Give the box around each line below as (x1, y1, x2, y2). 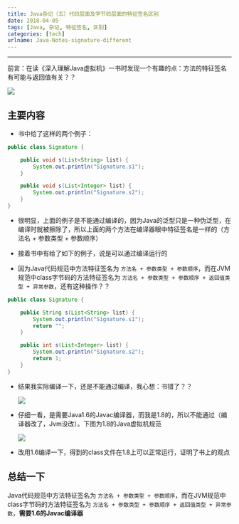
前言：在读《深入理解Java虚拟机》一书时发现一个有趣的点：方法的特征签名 (7, 64, 228, 73)
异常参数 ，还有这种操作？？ (33, 282, 110, 290)
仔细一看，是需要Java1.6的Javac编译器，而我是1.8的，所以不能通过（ (17, 410, 221, 419)
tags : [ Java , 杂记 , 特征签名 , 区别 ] (7, 23, 108, 31)
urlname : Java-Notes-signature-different (7, 37, 132, 44)
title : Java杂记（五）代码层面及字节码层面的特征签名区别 (7, 10, 159, 18)
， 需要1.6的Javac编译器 (12, 508, 83, 517)
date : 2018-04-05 (7, 17, 59, 24)
